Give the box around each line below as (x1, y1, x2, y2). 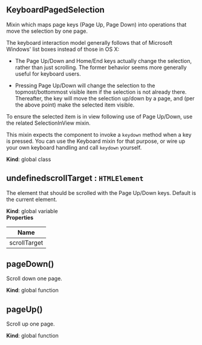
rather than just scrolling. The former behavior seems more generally (15, 64, 187, 71)
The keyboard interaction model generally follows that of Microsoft (6, 39, 172, 46)
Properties (6, 214, 34, 221)
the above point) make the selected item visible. (15, 101, 135, 108)
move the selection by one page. (6, 27, 88, 34)
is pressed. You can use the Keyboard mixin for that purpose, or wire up (6, 137, 186, 145)
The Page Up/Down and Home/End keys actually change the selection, (15, 57, 192, 64)
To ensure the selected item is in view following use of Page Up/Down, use (6, 113, 193, 120)
